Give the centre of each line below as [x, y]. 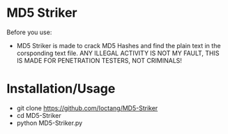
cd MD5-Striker [39, 115]
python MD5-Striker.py [50, 123]
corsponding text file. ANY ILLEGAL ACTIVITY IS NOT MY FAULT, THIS [118, 53]
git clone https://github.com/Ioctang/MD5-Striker [87, 108]
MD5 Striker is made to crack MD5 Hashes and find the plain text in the [119, 45]
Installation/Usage [61, 89]
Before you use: [29, 32]
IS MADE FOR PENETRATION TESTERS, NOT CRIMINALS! [99, 60]
